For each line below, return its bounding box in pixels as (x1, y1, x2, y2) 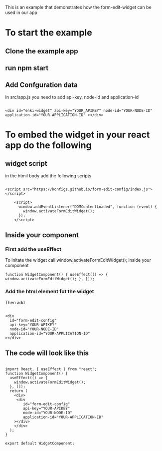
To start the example (5, 27, 92, 38)
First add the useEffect (5, 246, 61, 253)
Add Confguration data (5, 81, 78, 89)
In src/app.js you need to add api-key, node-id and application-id (5, 94, 139, 100)
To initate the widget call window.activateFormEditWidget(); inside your (5, 257, 151, 263)
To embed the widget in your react (5, 129, 150, 140)
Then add (5, 299, 25, 305)
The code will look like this (5, 349, 89, 358)
